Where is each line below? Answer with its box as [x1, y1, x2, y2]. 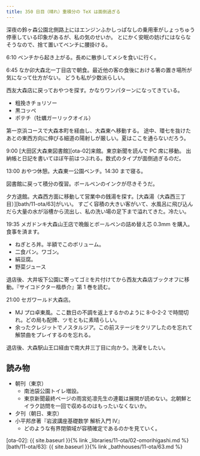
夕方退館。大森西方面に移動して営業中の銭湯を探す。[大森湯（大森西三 [6, 193, 181, 200]
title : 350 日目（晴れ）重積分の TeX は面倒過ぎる [6, 8, 121, 15]
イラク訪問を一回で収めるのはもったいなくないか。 [23, 402, 150, 410]
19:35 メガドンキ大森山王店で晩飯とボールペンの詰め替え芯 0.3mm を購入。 [6, 220, 193, 227]
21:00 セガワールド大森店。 [6, 296, 74, 303]
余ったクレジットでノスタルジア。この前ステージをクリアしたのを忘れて [14, 324, 193, 331]
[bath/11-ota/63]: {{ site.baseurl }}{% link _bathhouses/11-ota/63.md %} [6, 443, 183, 451]
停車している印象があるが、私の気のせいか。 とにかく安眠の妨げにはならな [6, 34, 191, 41]
